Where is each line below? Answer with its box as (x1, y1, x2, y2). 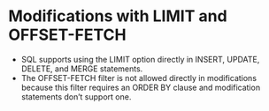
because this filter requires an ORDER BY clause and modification (20, 82, 261, 92)
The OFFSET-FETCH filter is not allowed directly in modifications (20, 72, 257, 83)
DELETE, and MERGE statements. (20, 63, 143, 74)
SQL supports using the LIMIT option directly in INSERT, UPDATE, (20, 54, 260, 64)
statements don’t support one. (20, 91, 132, 102)
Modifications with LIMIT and (8, 6, 227, 26)
